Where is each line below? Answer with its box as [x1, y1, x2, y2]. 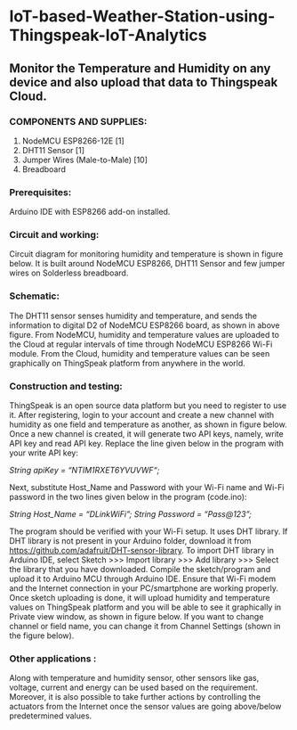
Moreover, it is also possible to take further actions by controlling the [9, 692, 261, 702]
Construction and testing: [9, 380, 123, 392]
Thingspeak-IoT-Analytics [9, 25, 207, 45]
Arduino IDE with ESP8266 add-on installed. [9, 207, 171, 217]
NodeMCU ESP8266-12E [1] [21, 135, 124, 146]
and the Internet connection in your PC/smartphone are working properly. [9, 583, 278, 594]
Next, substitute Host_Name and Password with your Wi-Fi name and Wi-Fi [9, 482, 285, 493]
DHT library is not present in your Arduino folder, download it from [9, 536, 252, 546]
